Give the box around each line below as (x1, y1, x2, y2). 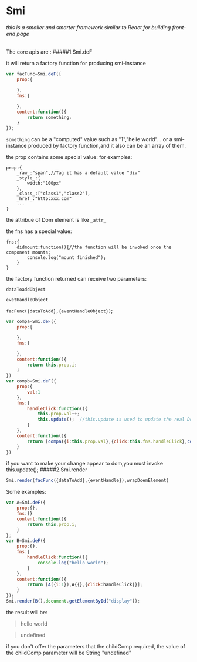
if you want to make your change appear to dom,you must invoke (6, 460, 163, 467)
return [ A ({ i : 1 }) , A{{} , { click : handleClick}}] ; (27, 581, 143, 588)
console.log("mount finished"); (27, 255, 107, 261)
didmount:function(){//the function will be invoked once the (16, 244, 172, 251)
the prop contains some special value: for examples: (6, 154, 133, 161)
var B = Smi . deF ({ (6, 538, 46, 544)
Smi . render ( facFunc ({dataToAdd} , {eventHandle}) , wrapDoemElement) (6, 478, 169, 484)
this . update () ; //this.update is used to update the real (37, 417, 185, 423)
